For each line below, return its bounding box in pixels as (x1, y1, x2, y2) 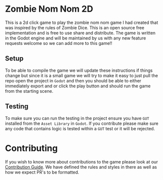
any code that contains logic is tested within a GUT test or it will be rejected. (5, 125, 155, 131)
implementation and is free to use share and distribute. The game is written (5, 30, 156, 36)
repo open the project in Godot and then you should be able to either (5, 78, 142, 83)
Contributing (5, 142, 58, 154)
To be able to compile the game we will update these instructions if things (5, 67, 153, 73)
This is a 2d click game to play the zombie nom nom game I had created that (5, 20, 158, 25)
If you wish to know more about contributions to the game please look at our (5, 159, 158, 164)
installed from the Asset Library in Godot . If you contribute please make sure (5, 120, 159, 126)
